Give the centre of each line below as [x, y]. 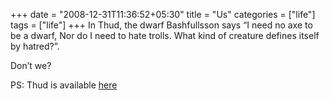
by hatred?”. [35, 46]
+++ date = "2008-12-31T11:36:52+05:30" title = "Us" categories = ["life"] [163, 14]
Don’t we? [31, 65]
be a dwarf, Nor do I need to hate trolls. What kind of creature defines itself [165, 35]
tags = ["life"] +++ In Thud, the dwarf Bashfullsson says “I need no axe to [161, 25]
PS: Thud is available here [64, 85]
